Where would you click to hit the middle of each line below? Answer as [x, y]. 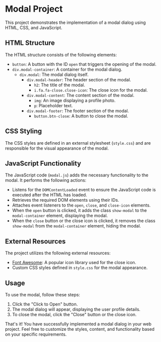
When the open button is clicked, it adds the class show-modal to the [80, 210]
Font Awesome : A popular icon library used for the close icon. [74, 263]
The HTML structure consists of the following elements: [61, 55]
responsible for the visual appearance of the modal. [57, 148]
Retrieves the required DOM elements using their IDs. [66, 200]
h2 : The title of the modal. [60, 85]
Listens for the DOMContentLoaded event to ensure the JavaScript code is [84, 190]
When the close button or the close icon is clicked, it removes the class [84, 221]
